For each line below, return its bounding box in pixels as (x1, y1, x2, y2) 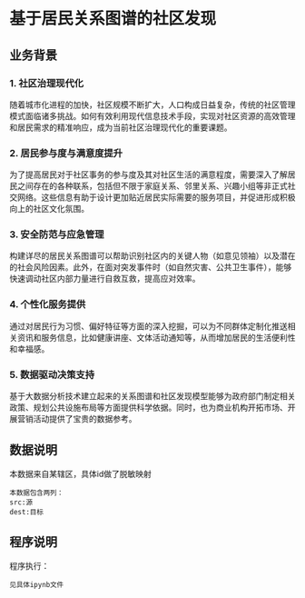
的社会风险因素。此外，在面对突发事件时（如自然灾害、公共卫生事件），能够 (9, 262, 292, 273)
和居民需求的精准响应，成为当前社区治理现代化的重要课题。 (9, 122, 232, 133)
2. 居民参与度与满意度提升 (9, 146, 123, 159)
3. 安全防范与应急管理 (9, 228, 104, 241)
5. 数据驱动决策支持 (9, 368, 95, 381)
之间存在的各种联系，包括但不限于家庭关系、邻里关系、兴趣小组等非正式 (16, 181, 288, 192)
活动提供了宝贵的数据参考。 (33, 414, 137, 424)
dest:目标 (9, 507, 44, 516)
